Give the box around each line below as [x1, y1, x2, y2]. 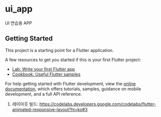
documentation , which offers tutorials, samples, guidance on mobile [5, 86, 141, 92]
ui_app [5, 3, 33, 15]
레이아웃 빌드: [12, 101, 39, 107]
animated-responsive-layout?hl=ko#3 [12, 106, 88, 112]
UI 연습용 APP [5, 20, 33, 26]
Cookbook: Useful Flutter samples [12, 71, 81, 77]
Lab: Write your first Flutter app [12, 66, 75, 72]
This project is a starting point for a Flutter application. [5, 47, 114, 53]
